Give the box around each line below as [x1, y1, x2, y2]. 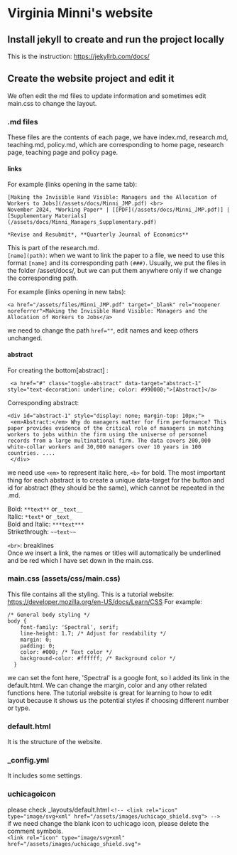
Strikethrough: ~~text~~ [7, 527, 77, 536]
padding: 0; [20, 642, 55, 650]
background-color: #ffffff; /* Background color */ [20, 655, 176, 662]
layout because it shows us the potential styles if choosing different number [7, 696, 229, 704]
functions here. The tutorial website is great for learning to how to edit [7, 688, 212, 697]
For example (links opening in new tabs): [7, 288, 126, 296]
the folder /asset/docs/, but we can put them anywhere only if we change [7, 267, 222, 275]
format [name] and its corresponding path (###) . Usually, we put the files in [7, 259, 226, 267]
